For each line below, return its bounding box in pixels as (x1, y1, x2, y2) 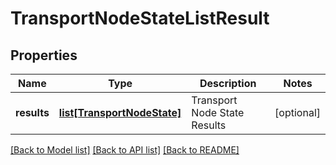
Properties (10, 47, 78, 64)
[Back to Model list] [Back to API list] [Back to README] (10, 144, 240, 156)
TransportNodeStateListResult (10, 7, 270, 30)
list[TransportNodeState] (58, 106, 182, 119)
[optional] (274, 106, 321, 119)
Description (199, 77, 257, 90)
